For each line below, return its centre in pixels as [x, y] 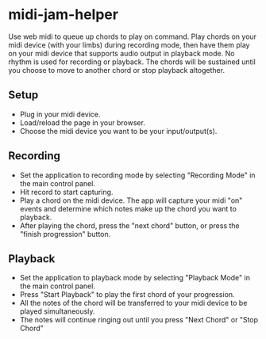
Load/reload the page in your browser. [82, 122]
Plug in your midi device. [60, 114]
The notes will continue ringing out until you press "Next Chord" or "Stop [139, 320]
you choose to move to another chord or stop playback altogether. [116, 70]
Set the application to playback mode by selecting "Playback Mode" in [135, 278]
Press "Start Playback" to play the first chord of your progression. [127, 295]
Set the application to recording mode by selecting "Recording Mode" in [137, 175]
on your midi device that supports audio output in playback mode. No [121, 53]
